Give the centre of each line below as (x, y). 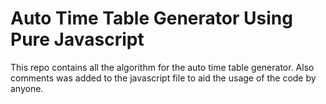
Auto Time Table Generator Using (151, 18)
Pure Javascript (77, 39)
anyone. (27, 88)
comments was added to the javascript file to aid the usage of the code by (163, 78)
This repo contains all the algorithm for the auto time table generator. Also (162, 67)
